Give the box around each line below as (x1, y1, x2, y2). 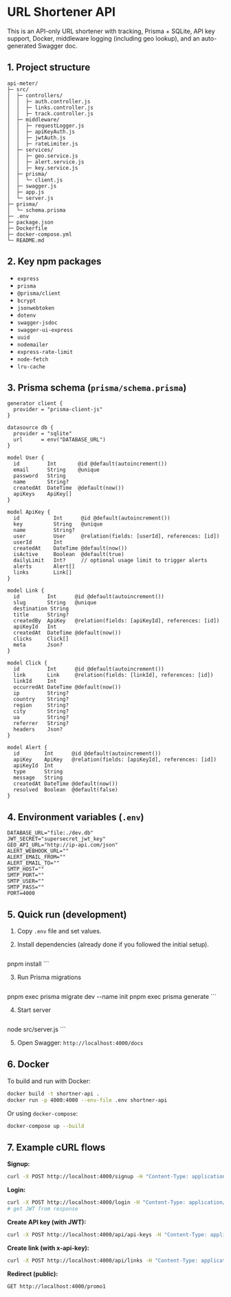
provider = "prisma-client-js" (13, 406, 103, 413)
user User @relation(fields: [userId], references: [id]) (13, 533, 220, 540)
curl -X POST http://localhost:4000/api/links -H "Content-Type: (7, 1257, 198, 1264)
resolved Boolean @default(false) (13, 786, 118, 793)
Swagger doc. (37, 41, 78, 50)
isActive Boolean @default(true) (13, 551, 125, 558)
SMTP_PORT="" (7, 872, 45, 879)
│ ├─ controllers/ (7, 92, 63, 99)
